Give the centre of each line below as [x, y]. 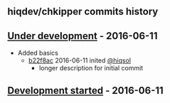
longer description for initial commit [91, 68]
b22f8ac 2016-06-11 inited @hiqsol [80, 60]
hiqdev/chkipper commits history [83, 12]
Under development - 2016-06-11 [83, 36]
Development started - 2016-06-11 [85, 91]
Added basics [38, 53]
